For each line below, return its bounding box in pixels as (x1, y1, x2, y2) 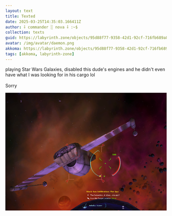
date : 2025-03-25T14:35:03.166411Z (5, 19, 81, 24)
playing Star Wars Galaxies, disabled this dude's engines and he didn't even (5, 66, 165, 72)
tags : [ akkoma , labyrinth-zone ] (5, 51, 74, 56)
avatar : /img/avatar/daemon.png (5, 41, 74, 46)
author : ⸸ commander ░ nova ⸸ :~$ (5, 25, 78, 30)
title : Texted (5, 13, 36, 19)
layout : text (5, 8, 33, 13)
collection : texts (5, 30, 45, 35)
